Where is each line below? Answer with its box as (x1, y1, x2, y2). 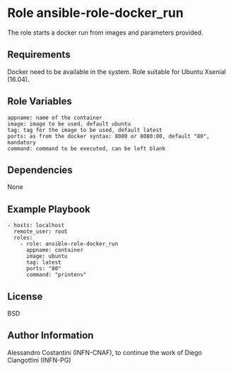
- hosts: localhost (7, 222, 65, 229)
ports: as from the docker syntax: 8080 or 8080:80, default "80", (7, 133, 210, 140)
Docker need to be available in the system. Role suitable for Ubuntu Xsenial (7, 67, 226, 75)
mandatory (7, 139, 37, 146)
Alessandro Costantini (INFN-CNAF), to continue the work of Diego (7, 348, 203, 357)
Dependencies (7, 164, 73, 176)
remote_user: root (13, 228, 68, 236)
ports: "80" (25, 265, 61, 272)
